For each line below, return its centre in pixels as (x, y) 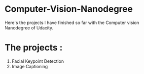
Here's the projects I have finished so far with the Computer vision (72, 23)
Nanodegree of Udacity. (29, 27)
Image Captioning (30, 66)
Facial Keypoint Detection (38, 61)
